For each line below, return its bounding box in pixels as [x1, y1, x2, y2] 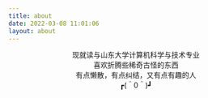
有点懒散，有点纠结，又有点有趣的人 [75, 70, 197, 80]
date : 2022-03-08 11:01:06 [8, 19, 100, 28]
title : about [8, 11, 53, 20]
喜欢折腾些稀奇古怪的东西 [93, 60, 179, 70]
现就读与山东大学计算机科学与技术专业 [72, 50, 200, 60]
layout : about [8, 27, 57, 35]
